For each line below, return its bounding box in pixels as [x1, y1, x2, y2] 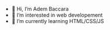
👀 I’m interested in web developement [11, 12, 103, 18]
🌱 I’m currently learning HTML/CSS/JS [11, 18, 104, 24]
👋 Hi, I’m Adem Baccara [11, 6, 69, 12]
